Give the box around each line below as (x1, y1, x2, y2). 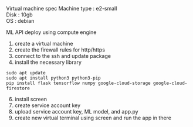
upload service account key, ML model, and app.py (14, 108, 139, 115)
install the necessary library (14, 59, 82, 66)
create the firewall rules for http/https (14, 46, 106, 53)
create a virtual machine (14, 40, 73, 47)
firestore (6, 85, 31, 91)
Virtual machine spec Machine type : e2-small (6, 5, 117, 12)
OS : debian (6, 18, 35, 24)
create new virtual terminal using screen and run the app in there (14, 114, 172, 121)
